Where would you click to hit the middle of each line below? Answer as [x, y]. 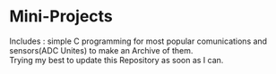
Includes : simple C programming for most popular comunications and [138, 41]
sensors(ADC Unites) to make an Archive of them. [101, 50]
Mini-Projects [61, 16]
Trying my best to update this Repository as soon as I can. [116, 60]
